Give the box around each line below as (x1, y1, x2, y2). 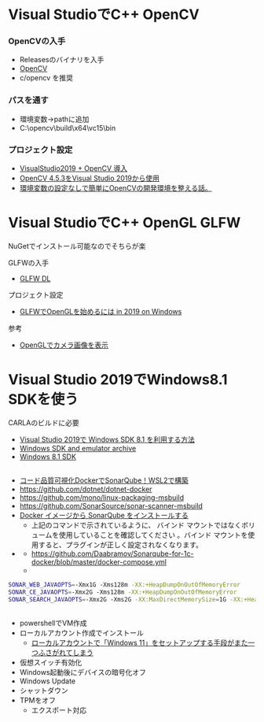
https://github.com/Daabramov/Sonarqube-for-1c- (31, 549, 194, 558)
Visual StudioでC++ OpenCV (8, 6, 200, 24)
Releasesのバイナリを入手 (19, 55, 104, 65)
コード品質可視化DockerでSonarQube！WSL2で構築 (19, 476, 189, 485)
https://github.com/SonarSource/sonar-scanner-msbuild (19, 502, 203, 511)
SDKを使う (8, 391, 79, 409)
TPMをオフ (19, 696, 57, 705)
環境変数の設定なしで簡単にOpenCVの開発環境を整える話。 (19, 183, 212, 193)
